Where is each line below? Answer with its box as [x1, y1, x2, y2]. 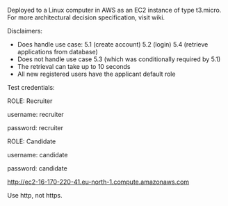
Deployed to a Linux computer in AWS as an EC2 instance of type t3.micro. [7, 6, 222, 14]
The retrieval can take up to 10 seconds [17, 63, 131, 70]
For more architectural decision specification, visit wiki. [7, 13, 165, 22]
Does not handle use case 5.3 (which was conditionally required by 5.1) [17, 55, 221, 63]
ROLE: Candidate [7, 137, 56, 145]
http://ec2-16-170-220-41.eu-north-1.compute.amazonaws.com [7, 177, 190, 186]
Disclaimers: [7, 27, 43, 35]
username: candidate [7, 151, 68, 159]
